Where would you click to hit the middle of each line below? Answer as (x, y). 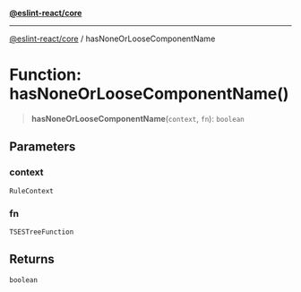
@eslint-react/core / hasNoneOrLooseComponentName (112, 39)
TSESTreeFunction (42, 232)
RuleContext (31, 191)
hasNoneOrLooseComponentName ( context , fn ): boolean (138, 118)
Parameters (43, 147)
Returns (32, 259)
